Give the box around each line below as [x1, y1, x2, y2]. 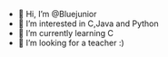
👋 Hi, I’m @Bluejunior [17, 9, 97, 19]
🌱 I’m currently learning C [17, 28, 114, 38]
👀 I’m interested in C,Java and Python [17, 18, 159, 29]
